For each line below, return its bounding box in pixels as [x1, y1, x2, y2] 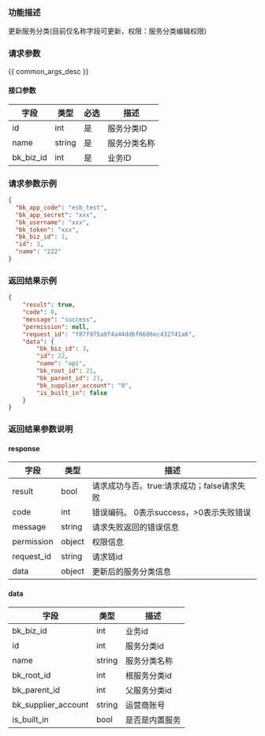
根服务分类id [125, 670, 172, 681]
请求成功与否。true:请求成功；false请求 [91, 480, 238, 491]
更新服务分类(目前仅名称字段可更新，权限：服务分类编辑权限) [8, 26, 207, 36]
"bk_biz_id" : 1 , [15, 233, 69, 241]
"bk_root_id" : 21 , [36, 367, 97, 375]
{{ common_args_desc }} [8, 66, 89, 76]
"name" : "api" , [36, 360, 87, 368]
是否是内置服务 [125, 714, 181, 725]
